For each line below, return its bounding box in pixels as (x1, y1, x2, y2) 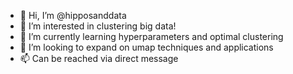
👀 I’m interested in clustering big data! (19, 20, 177, 32)
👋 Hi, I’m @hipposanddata (19, 10, 127, 21)
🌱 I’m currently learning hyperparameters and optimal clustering (19, 31, 284, 42)
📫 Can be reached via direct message (19, 53, 179, 64)
